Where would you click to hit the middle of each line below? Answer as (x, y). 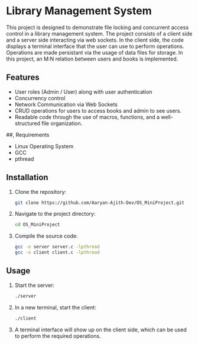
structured (27, 123)
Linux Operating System (44, 146)
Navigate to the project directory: (55, 214)
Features (23, 77)
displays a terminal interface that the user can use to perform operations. (95, 46)
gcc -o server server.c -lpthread (57, 247)
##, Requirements (28, 135)
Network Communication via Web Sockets (66, 104)
